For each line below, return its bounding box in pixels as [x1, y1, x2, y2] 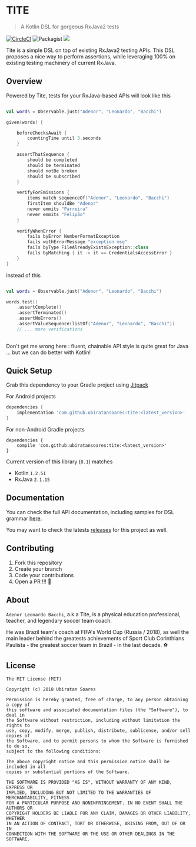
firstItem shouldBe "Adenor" [27, 201, 99, 207]
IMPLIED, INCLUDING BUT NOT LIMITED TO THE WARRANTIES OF [6, 790, 151, 796]
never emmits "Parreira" [27, 206, 88, 212]
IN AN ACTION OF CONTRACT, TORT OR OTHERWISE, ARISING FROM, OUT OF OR [6, 821, 185, 827]
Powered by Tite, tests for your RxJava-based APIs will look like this [6, 92, 171, 99]
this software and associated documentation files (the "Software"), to [6, 707, 188, 713]
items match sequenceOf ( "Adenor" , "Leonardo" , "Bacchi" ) [27, 195, 170, 201]
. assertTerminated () [16, 310, 67, 316]
